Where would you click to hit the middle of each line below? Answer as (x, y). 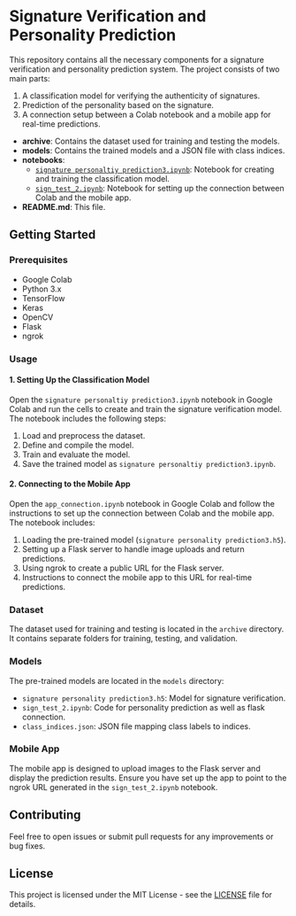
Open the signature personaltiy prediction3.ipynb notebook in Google (141, 400)
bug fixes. (27, 846)
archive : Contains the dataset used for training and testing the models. (151, 141)
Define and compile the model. (78, 445)
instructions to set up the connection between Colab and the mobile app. (142, 513)
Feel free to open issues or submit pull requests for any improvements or (141, 836)
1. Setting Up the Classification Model (80, 380)
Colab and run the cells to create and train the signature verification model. (146, 408)
